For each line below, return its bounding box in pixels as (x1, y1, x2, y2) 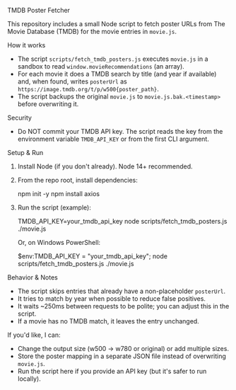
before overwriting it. (17, 100, 79, 108)
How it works (7, 41, 46, 49)
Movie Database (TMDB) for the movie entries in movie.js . (7, 28, 177, 35)
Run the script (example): (17, 203, 92, 212)
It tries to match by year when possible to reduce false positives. (17, 294, 206, 303)
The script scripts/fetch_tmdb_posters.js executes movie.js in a (17, 55, 208, 63)
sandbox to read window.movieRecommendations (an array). (17, 62, 185, 70)
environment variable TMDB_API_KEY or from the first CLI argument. (17, 134, 210, 143)
